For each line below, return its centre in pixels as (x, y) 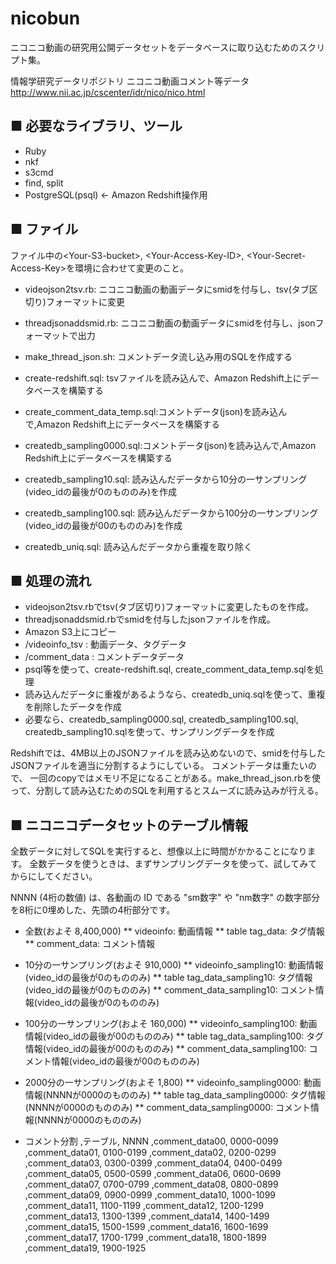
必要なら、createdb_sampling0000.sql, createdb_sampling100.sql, (161, 719)
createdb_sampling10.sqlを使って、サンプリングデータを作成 (149, 732)
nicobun (45, 18)
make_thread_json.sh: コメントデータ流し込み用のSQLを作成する (158, 356)
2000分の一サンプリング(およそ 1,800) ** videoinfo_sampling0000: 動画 (173, 1083)
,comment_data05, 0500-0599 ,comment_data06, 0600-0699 (153, 1174)
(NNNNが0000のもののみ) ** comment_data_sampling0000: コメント (168, 1108)
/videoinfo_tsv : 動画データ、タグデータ (105, 644)
